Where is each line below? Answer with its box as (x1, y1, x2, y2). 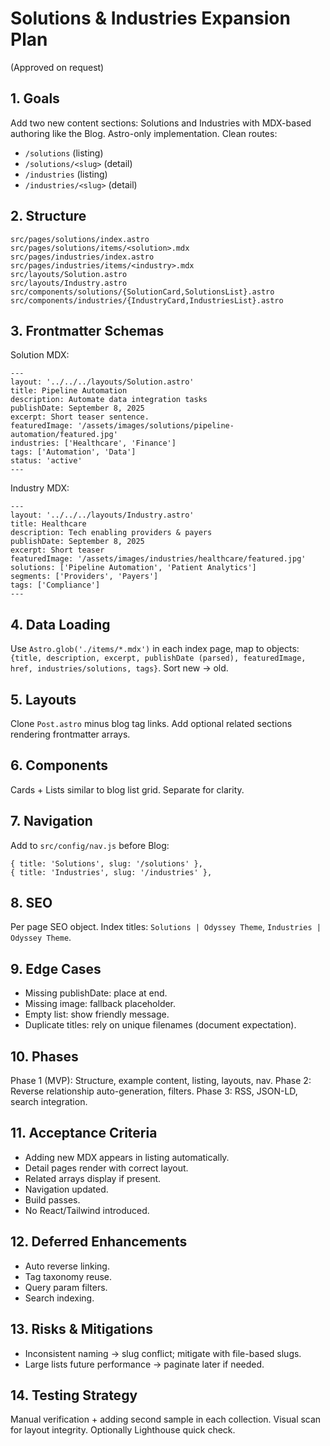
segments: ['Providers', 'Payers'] (10, 572, 159, 582)
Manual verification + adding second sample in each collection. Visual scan (10, 1413, 322, 1426)
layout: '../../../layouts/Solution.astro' (10, 377, 195, 387)
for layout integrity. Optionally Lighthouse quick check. (10, 1424, 236, 1436)
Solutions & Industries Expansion (10, 7, 291, 30)
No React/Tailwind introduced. (24, 1204, 150, 1216)
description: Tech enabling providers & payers (10, 528, 213, 538)
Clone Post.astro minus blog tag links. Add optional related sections (10, 718, 293, 729)
